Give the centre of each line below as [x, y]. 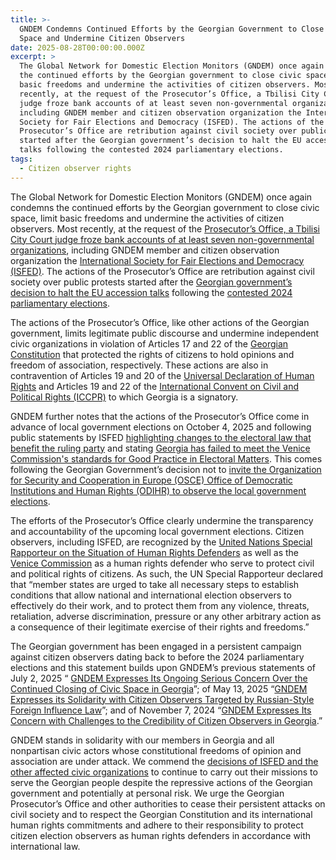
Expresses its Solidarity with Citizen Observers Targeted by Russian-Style [162, 699]
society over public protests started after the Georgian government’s [151, 282]
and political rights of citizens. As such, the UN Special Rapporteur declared [167, 573]
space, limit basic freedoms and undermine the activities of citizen [147, 218]
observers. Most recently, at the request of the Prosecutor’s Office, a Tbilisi [165, 228]
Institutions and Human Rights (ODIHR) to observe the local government [158, 490]
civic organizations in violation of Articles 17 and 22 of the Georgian [149, 343]
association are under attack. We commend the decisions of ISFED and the [164, 761]
